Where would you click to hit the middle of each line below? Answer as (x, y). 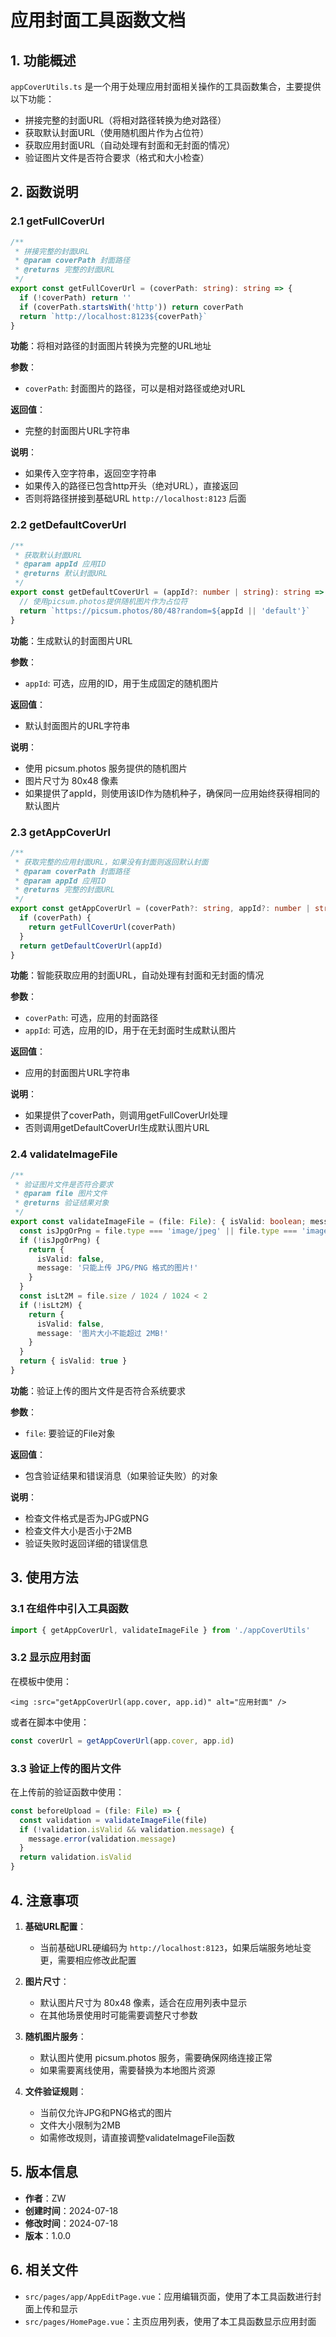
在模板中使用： (41, 1681)
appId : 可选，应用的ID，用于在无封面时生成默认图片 (130, 1030)
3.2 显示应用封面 (51, 1658)
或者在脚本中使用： (50, 1722)
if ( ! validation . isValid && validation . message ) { (127, 1829)
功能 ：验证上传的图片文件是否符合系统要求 (98, 1390)
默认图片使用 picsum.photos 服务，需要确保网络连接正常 (156, 2057)
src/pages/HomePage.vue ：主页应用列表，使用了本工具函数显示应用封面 (170, 2321)
